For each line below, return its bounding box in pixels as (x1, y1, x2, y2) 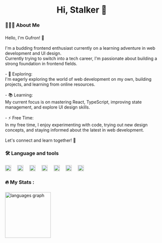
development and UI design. (5, 51, 62, 56)
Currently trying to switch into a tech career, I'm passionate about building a (5, 56, 157, 61)
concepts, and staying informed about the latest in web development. (5, 127, 144, 133)
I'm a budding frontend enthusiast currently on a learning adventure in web (5, 45, 156, 51)
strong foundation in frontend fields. (5, 61, 77, 67)
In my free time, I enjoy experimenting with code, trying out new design (5, 122, 148, 128)
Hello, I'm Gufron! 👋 (5, 35, 45, 41)
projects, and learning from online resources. (5, 81, 96, 87)
